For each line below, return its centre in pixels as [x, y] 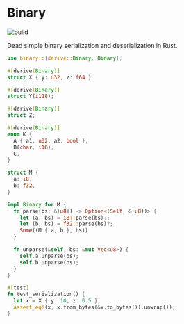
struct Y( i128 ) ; [31, 96]
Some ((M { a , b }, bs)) [54, 231]
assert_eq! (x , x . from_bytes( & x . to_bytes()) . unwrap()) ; [94, 307]
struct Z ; [22, 115]
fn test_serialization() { [46, 294]
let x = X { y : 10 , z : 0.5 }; [57, 301]
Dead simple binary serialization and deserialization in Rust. [92, 45]
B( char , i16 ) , [34, 147]
